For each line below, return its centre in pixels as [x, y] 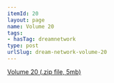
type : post [23, 46]
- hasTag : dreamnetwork [42, 39]
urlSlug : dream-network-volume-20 [57, 53]
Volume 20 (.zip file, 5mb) [44, 72]
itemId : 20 [23, 13]
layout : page [26, 20]
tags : [15, 33]
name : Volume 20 [31, 26]
